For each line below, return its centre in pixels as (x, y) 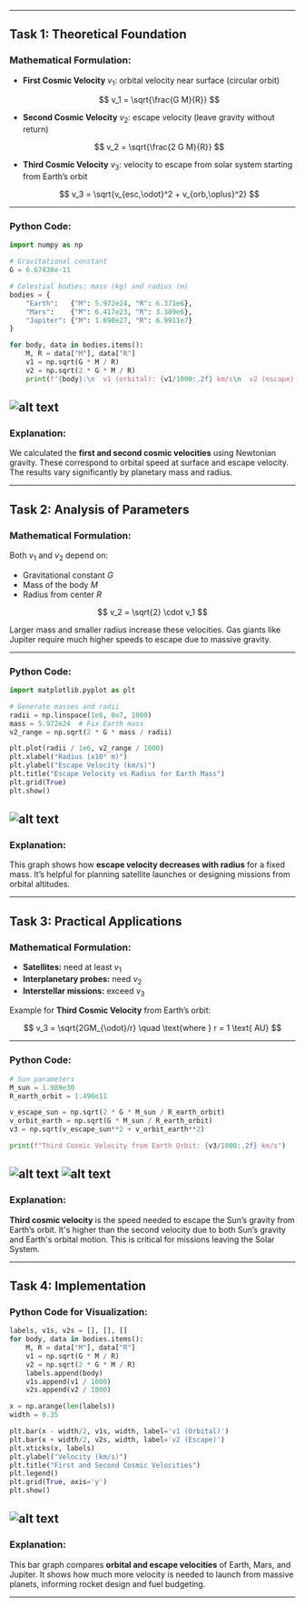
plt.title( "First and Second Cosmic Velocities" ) (105, 1465)
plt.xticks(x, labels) (52, 1448)
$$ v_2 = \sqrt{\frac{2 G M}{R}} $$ (159, 147)
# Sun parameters (42, 1079)
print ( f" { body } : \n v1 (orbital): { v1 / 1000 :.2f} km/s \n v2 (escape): (162, 379)
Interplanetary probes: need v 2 (82, 980)
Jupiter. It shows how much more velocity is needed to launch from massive (152, 1574)
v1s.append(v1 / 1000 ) (69, 1381)
